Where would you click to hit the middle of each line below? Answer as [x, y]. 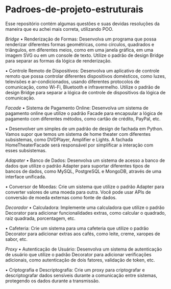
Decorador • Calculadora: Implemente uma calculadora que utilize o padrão [85, 207]
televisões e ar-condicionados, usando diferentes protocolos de [72, 81]
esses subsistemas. [26, 150]
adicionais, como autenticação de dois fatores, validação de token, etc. [80, 260]
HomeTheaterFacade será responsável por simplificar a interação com [79, 145]
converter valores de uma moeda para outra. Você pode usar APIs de [78, 192]
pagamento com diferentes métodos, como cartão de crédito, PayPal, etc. [83, 118]
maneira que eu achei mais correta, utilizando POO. [59, 29]
